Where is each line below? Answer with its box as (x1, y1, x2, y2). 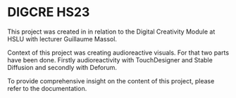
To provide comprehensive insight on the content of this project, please (7, 76, 215, 85)
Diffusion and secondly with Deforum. (7, 63, 118, 71)
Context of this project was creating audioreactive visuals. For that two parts (7, 48, 230, 57)
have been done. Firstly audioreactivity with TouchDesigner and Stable (7, 55, 213, 64)
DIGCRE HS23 (7, 4, 90, 20)
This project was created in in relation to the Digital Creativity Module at (7, 27, 216, 36)
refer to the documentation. (7, 84, 87, 92)
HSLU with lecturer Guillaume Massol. (7, 34, 118, 43)
